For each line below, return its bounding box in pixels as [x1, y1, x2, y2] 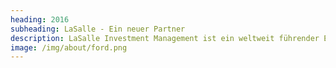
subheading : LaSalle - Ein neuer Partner [10, 24, 186, 34]
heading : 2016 [10, 14, 70, 25]
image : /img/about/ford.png [10, 42, 128, 53]
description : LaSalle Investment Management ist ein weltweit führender [10, 33, 320, 43]
